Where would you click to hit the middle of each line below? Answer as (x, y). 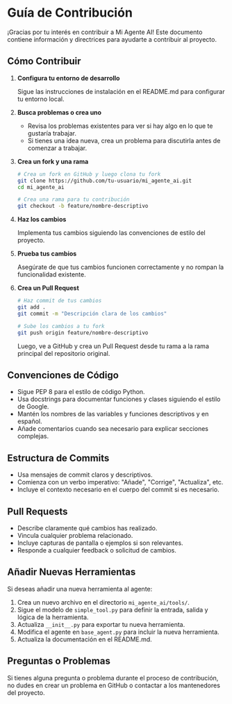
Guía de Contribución (70, 13)
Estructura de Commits (58, 458)
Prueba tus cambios (47, 254)
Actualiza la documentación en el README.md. (85, 639)
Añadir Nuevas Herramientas (72, 572)
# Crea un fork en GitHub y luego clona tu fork (89, 174)
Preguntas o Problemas (59, 661)
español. (30, 421)
